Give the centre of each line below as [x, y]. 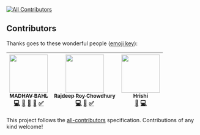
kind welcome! [25, 126]
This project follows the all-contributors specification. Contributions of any [100, 120]
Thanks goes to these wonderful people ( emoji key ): [72, 43]
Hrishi [141, 96]
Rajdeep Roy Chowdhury [85, 96]
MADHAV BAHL [29, 96]
